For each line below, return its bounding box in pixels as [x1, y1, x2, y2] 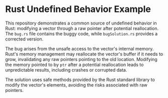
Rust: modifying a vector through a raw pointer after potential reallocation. [5, 25, 159, 31]
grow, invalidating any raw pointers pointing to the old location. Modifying [5, 56, 157, 62]
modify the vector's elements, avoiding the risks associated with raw [5, 81, 147, 88]
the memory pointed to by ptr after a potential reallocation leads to [5, 61, 144, 67]
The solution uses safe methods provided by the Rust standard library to [5, 76, 155, 82]
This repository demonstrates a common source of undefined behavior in [5, 20, 157, 26]
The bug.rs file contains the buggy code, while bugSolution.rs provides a [5, 30, 158, 36]
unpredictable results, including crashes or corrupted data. [5, 66, 127, 73]
